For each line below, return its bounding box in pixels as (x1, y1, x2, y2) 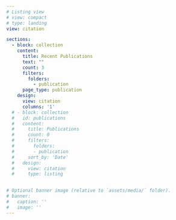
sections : (6, 37, 31, 43)
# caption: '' (6, 198, 47, 205)
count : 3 (22, 64, 45, 71)
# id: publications (11, 115, 66, 121)
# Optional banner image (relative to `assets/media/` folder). (6, 187, 171, 193)
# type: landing (6, 20, 47, 26)
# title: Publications (11, 126, 80, 133)
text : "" (22, 58, 45, 65)
